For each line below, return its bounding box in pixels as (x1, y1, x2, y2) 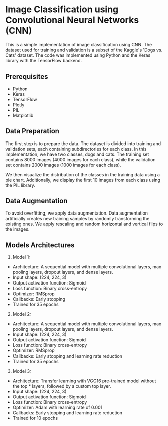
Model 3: (12, 368, 31, 374)
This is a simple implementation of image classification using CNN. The (5, 41, 152, 47)
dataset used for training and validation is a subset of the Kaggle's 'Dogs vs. (5, 47, 163, 53)
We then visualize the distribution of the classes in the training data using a (5, 171, 160, 177)
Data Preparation (5, 127, 59, 135)
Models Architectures (5, 241, 75, 249)
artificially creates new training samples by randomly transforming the (5, 216, 150, 222)
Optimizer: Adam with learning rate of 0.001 (12, 404, 103, 411)
